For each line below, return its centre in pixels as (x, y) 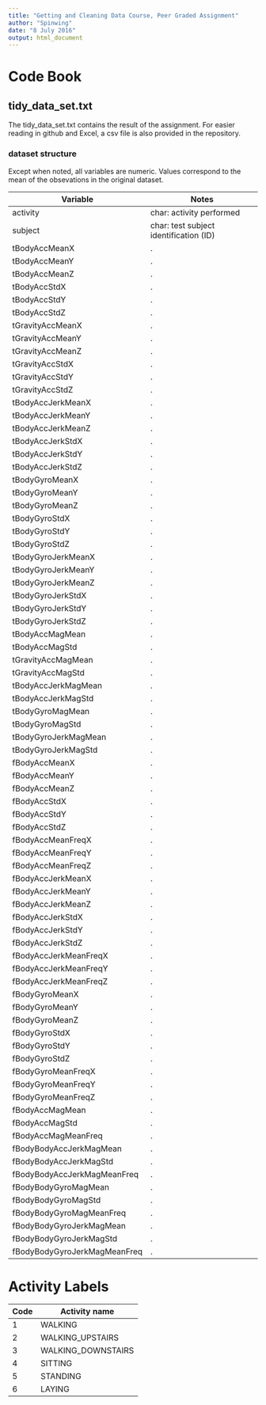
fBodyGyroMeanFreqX (54, 1071)
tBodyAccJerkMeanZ (51, 428)
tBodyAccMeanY (43, 260)
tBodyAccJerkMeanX (52, 402)
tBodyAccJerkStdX (47, 441)
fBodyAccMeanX (44, 762)
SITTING (57, 1364)
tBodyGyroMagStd (47, 723)
